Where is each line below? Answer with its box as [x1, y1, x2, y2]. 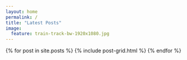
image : [5, 25, 22, 31]
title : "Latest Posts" [5, 20, 62, 26]
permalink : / [5, 14, 38, 20]
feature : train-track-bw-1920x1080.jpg [11, 31, 110, 37]
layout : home [5, 8, 38, 15]
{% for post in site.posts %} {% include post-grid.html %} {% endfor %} [5, 47, 182, 54]
